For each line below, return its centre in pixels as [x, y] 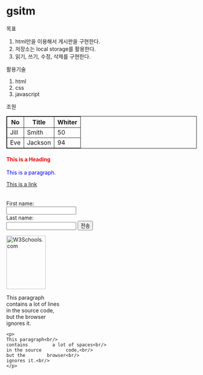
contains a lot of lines [33, 304]
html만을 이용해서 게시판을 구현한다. [58, 41]
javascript [27, 94]
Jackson [39, 142]
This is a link [22, 184]
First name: [20, 204]
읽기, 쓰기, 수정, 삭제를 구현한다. [53, 56]
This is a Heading [28, 159]
